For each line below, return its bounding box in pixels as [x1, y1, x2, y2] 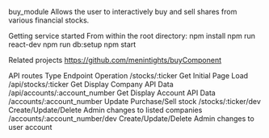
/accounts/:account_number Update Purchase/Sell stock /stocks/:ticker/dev [8, 97, 261, 106]
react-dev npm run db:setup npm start [8, 40, 137, 49]
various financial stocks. [8, 15, 90, 25]
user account [8, 123, 53, 132]
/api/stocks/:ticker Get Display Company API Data [8, 80, 174, 89]
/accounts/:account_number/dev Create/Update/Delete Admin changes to [8, 114, 254, 123]
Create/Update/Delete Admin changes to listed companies [8, 105, 203, 115]
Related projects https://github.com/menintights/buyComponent [8, 56, 222, 65]
